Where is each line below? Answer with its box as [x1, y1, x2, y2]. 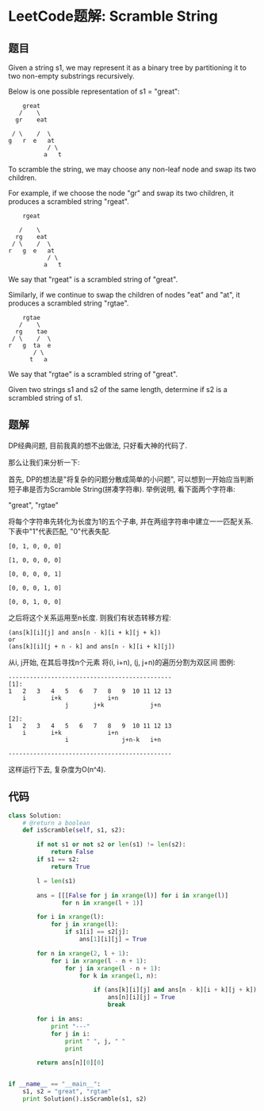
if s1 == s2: [36, 855, 80, 863]
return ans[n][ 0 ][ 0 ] [36, 1059, 105, 1067]
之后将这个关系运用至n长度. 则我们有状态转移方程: [8, 613, 172, 622]
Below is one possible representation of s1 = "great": [8, 86, 180, 96]
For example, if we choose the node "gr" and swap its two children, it [8, 188, 234, 198]
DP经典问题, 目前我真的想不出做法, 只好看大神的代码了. [8, 440, 188, 450]
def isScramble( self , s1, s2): [22, 826, 126, 834]
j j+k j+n [64, 701, 161, 709]
